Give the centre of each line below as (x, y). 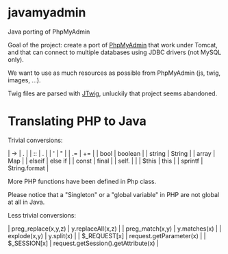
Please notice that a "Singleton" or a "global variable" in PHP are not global (114, 194)
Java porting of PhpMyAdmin (49, 32)
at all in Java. (26, 202)
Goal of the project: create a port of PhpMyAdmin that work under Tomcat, (113, 45)
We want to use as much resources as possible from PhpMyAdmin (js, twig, (114, 73)
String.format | (28, 168)
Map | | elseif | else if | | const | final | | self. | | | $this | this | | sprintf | (105, 161)
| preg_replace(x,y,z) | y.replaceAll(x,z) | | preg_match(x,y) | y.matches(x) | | (115, 229)
